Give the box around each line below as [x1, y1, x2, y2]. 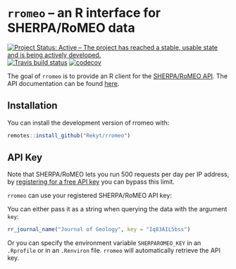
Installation [7, 100, 58, 112]
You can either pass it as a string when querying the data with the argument [7, 205, 228, 213]
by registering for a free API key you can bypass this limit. [7, 177, 175, 186]
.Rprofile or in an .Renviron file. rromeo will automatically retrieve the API [7, 246, 221, 255]
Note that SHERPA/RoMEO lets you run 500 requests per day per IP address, [7, 170, 230, 179]
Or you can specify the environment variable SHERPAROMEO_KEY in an [7, 239, 201, 247]
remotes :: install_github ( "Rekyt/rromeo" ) [7, 132, 131, 139]
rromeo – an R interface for [7, 5, 161, 21]
